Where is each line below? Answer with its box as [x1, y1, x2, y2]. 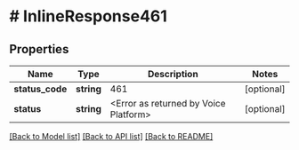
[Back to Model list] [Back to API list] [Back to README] [9, 131, 214, 141]
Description [147, 68, 198, 80]
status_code [13, 83, 68, 95]
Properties [9, 42, 69, 57]
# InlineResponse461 [9, 6, 167, 27]
